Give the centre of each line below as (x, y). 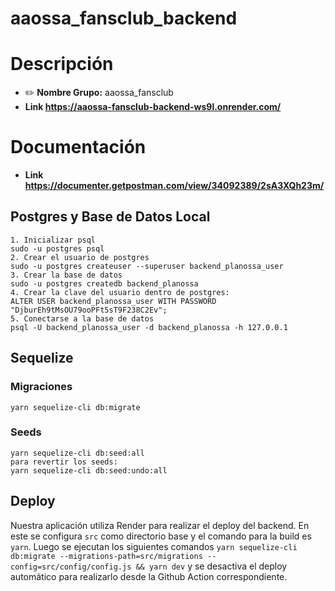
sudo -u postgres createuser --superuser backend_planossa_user (147, 266)
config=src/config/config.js (71, 567)
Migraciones (41, 387)
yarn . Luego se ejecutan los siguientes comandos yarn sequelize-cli (154, 546)
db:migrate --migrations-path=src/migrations (106, 556)
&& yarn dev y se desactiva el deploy (211, 566)
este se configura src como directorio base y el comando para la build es (161, 536)
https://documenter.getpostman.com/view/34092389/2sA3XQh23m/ (174, 186)
